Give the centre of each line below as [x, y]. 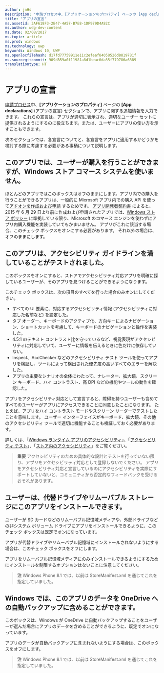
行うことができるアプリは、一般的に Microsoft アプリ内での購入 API [73, 199]
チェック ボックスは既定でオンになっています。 [52, 532]
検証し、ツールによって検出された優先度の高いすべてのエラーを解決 [89, 364]
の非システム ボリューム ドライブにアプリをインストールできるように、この [81, 525]
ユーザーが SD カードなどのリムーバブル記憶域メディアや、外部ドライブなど [82, 520]
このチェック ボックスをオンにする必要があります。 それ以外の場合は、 [85, 230]
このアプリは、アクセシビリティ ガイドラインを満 [79, 254]
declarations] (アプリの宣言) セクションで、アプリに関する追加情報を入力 [79, 111]
